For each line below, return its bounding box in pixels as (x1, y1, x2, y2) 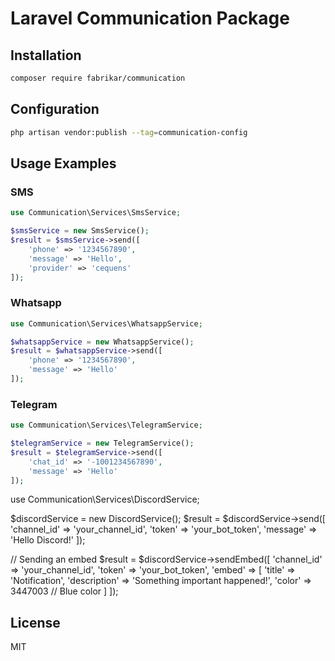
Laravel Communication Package (10, 7, 290, 30)
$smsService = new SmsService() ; (10, 226, 150, 236)
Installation (10, 47, 82, 64)
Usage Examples (10, 155, 117, 172)
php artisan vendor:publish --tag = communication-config (10, 127, 248, 137)
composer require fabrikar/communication (10, 73, 186, 83)
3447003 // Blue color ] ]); (10, 585, 119, 597)
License (10, 614, 61, 631)
